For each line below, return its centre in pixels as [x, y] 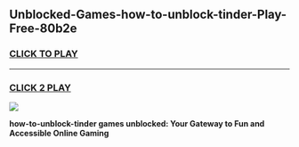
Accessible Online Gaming [59, 133]
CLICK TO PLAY [44, 54]
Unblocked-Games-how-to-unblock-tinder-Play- [148, 15]
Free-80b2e [43, 29]
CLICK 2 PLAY [40, 87]
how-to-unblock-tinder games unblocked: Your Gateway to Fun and [137, 123]
